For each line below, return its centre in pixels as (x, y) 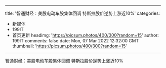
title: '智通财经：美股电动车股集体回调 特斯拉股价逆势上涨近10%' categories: (83, 13)
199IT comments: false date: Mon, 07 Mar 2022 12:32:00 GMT (76, 41)
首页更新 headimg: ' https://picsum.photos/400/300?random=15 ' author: (85, 35)
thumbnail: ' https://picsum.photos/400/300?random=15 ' (70, 46)
